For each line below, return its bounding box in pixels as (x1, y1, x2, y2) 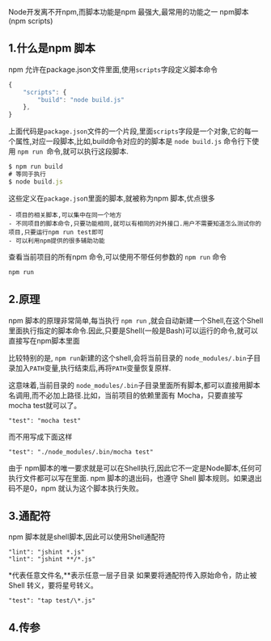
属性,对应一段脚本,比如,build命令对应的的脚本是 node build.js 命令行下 (15, 137, 252, 146)
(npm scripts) (8, 16, 53, 26)
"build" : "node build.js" (37, 95, 125, 103)
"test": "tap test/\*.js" (8, 597, 95, 605)
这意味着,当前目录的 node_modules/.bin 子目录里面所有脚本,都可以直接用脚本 (8, 380, 260, 390)
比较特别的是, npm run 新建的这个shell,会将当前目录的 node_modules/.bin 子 (8, 352, 254, 362)
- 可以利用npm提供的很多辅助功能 (8, 237, 105, 245)
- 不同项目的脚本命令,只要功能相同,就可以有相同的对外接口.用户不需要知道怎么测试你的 (8, 219, 261, 228)
